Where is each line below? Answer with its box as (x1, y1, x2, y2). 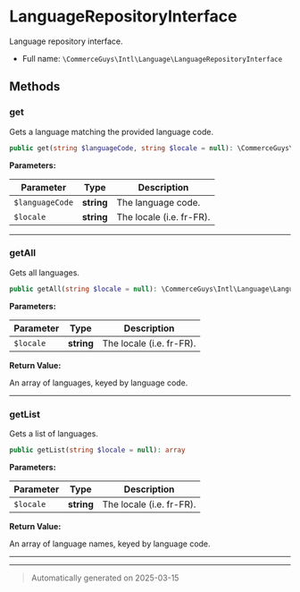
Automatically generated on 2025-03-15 (30, 572, 179, 583)
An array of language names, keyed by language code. (9, 538, 212, 549)
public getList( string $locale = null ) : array (9, 445, 186, 454)
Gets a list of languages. (9, 427, 98, 439)
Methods (9, 79, 61, 95)
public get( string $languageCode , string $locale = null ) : (9, 143, 234, 153)
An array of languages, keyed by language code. (9, 377, 188, 388)
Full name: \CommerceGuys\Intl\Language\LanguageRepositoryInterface (21, 53, 283, 63)
